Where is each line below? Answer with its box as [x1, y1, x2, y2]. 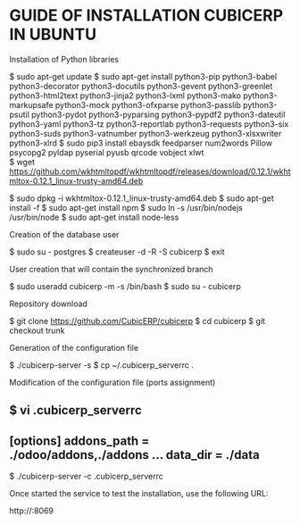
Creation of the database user [9, 229, 120, 239]
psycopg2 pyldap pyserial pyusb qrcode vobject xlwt [9, 146, 204, 157]
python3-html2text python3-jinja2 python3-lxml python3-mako [9, 90, 242, 101]
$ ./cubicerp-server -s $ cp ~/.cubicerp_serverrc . [9, 359, 195, 371]
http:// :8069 [9, 505, 54, 516]
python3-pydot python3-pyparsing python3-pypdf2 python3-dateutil [30, 109, 286, 120]
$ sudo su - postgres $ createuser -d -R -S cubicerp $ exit [9, 246, 225, 257]
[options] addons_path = [9, 433, 150, 448]
